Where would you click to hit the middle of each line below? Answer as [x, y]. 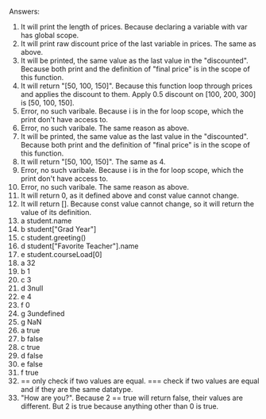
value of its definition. [56, 212]
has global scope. [50, 35]
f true [29, 373]
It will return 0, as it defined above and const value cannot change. [129, 195]
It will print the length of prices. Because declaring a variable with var [134, 27]
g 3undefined [42, 313]
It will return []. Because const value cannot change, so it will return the [137, 204]
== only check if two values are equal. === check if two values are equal [140, 381]
